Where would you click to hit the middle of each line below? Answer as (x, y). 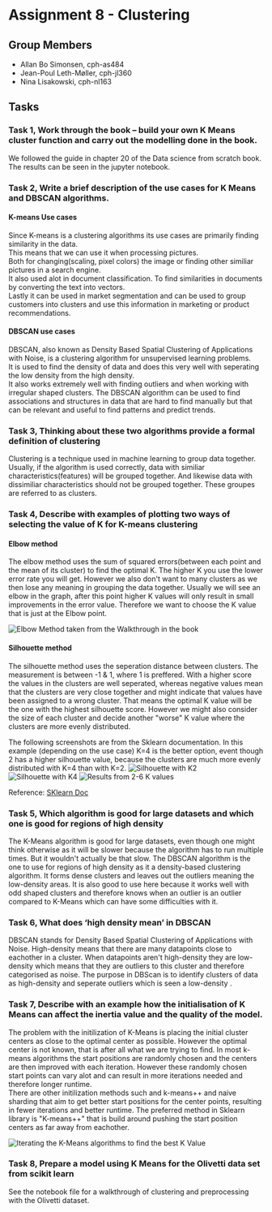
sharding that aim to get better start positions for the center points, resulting (135, 1101)
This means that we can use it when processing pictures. (104, 252)
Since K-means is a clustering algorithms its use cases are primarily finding (134, 235)
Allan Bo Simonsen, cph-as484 (72, 64)
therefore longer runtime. (50, 1084)
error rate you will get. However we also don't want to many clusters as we (133, 579)
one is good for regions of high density (86, 823)
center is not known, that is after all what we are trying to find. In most (125, 1050)
